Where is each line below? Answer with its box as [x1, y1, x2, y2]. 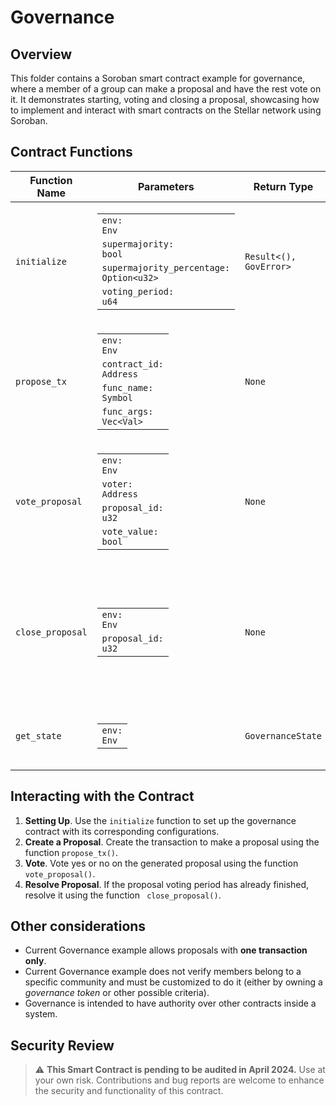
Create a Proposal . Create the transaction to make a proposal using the [24, 836, 320, 848]
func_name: [101, 382, 154, 393]
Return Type [253, 179, 314, 193]
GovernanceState [244, 730, 322, 741]
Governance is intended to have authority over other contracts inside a [24, 997, 317, 1010]
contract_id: [101, 358, 164, 370]
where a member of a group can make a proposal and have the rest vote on [10, 83, 322, 95]
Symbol [101, 392, 133, 403]
